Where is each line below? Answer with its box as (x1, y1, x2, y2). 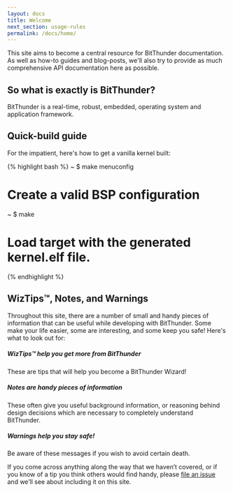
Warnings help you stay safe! (7, 431, 95, 441)
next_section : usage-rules (7, 23, 86, 30)
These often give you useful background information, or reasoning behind (7, 401, 220, 409)
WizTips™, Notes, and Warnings (7, 293, 149, 305)
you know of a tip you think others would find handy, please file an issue (7, 470, 216, 479)
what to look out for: (7, 334, 66, 342)
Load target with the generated (7, 235, 191, 250)
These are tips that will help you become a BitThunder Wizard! (7, 367, 187, 376)
